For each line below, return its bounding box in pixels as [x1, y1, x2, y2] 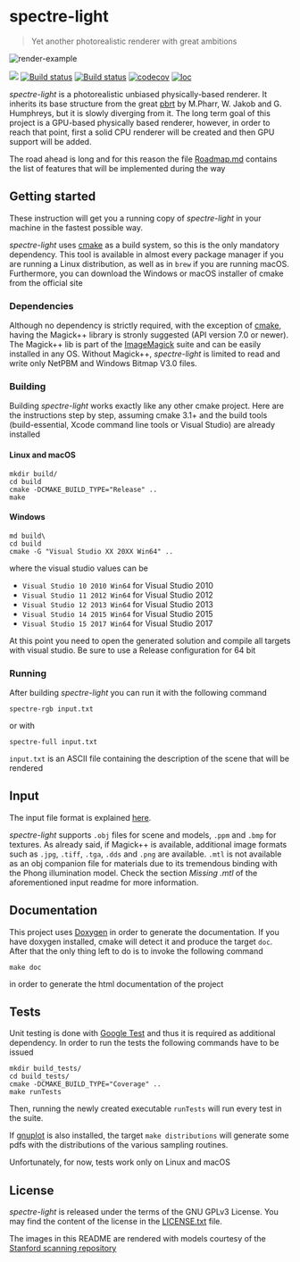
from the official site [9, 277, 83, 288]
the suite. [9, 1113, 44, 1124]
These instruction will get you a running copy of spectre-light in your [9, 213, 262, 223]
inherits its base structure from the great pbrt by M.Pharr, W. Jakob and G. [9, 98, 283, 109]
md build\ [9, 531, 46, 540]
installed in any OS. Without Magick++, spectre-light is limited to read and [9, 348, 281, 359]
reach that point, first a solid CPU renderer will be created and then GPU [9, 127, 275, 138]
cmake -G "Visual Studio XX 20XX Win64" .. [9, 547, 174, 556]
